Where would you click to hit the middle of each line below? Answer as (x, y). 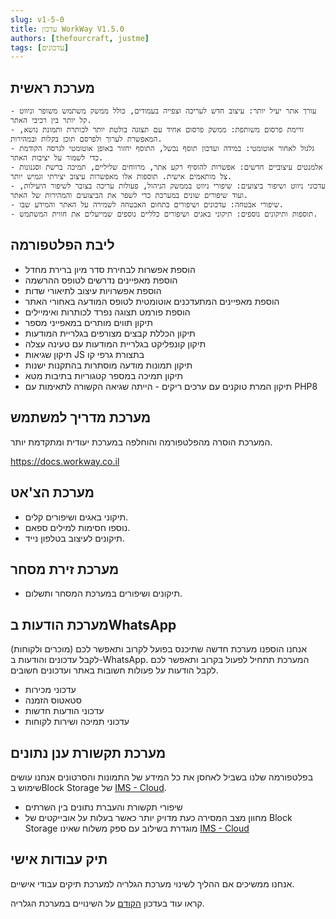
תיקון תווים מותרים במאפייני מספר (88, 322)
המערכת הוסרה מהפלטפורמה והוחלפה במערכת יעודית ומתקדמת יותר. (141, 442)
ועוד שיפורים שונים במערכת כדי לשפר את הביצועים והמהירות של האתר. (129, 196)
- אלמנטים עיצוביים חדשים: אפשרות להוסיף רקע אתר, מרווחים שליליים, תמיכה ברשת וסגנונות (166, 167)
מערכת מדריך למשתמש (81, 417)
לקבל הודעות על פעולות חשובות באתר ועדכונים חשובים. (114, 670)
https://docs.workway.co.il (65, 461)
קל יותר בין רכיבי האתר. (51, 121)
